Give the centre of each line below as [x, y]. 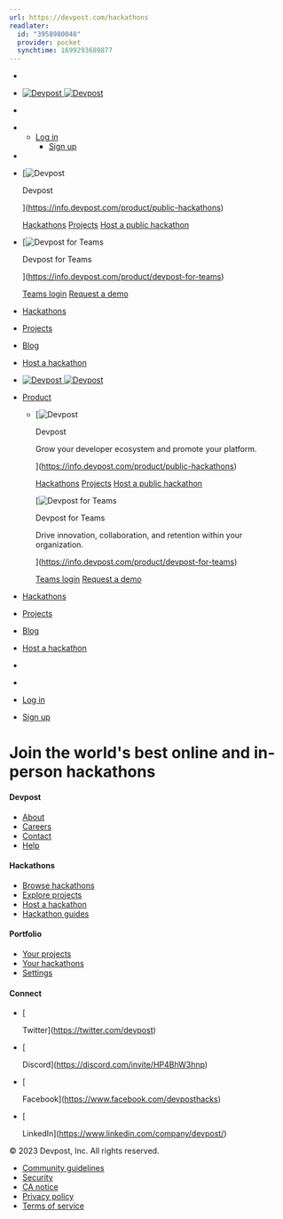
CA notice [40, 1187]
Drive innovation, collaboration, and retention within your [139, 536]
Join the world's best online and [130, 753]
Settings [37, 973]
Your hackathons [53, 963]
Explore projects [52, 894]
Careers [36, 826]
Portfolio [26, 934]
